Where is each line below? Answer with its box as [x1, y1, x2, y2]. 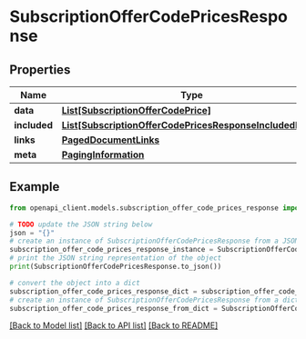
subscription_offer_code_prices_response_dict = [9, 286, 198, 296]
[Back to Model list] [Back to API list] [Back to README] [9, 320, 219, 331]
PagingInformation [61, 148, 145, 161]
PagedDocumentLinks [61, 134, 160, 146]
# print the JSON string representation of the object [9, 254, 222, 263]
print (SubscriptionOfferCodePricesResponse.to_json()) [9, 262, 222, 272]
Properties [9, 62, 71, 77]
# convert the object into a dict [9, 278, 141, 287]
